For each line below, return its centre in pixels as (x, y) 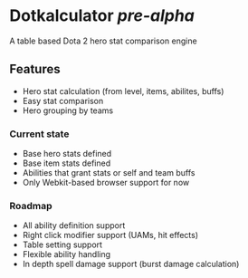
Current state (39, 134)
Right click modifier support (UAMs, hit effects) (110, 235)
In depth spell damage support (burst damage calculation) (131, 264)
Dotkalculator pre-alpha (102, 16)
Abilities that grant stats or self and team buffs (109, 173)
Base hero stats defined (67, 154)
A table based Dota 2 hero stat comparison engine (103, 41)
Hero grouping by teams (68, 110)
